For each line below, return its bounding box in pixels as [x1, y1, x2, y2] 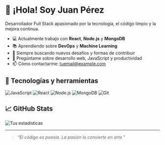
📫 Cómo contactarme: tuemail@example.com [12, 61, 106, 67]
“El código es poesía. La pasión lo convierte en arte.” [17, 134, 125, 140]
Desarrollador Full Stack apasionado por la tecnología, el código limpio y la [5, 21, 156, 26]
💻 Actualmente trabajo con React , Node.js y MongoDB [12, 35, 125, 41]
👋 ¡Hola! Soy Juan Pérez [5, 4, 105, 16]
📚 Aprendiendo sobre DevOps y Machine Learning [12, 43, 118, 48]
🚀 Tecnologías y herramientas [5, 77, 98, 85]
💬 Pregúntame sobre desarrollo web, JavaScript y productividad [12, 55, 142, 61]
